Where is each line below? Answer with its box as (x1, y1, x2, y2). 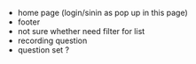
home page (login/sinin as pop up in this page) (17, 8, 188, 18)
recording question (17, 35, 88, 46)
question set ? (17, 45, 69, 55)
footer (17, 17, 41, 27)
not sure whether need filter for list (17, 26, 145, 36)
